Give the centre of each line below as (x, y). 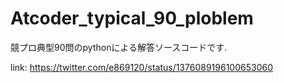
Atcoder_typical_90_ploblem (132, 18)
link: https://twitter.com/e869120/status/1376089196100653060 (141, 67)
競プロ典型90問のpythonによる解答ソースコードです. (119, 47)
